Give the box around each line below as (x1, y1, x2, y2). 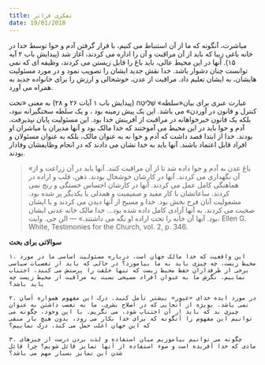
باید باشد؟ (9, 280, 45, 288)
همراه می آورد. (9, 82, 54, 91)
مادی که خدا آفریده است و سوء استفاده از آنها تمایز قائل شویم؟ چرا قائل (9, 342, 257, 350)
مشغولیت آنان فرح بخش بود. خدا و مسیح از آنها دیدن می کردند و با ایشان (28, 196, 241, 206)
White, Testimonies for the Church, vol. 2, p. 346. (28, 222, 188, 231)
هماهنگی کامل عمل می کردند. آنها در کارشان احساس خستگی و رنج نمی (28, 180, 239, 189)
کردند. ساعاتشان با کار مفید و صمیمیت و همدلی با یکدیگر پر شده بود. (28, 188, 230, 198)
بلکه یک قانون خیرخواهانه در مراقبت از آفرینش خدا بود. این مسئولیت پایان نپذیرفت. (9, 114, 252, 124)
